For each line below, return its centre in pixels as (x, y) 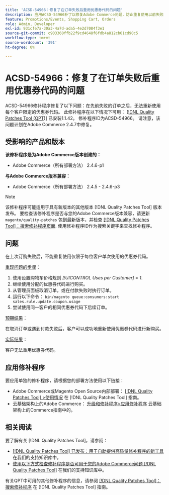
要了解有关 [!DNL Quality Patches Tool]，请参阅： (57, 440)
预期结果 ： (16, 318)
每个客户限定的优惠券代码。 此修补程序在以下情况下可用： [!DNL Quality (80, 112)
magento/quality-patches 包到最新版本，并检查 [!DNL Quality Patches (77, 220)
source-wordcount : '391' (31, 43)
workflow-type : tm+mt (28, 38)
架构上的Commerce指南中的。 (44, 410)
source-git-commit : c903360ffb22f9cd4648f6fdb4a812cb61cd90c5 (72, 33)
